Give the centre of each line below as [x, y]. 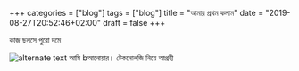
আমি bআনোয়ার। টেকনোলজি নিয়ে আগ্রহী [121, 58]
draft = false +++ [134, 23]
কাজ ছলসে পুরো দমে [35, 40]
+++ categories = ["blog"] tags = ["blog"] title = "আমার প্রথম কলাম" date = [137, 13]
